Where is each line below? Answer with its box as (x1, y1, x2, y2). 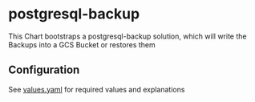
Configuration (8, 63, 80, 77)
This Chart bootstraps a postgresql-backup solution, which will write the (8, 31, 247, 41)
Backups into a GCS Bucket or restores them (8, 39, 156, 49)
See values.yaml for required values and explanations (8, 84, 185, 94)
